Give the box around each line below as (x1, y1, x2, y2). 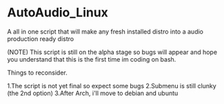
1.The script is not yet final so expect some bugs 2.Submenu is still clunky (7, 81, 217, 90)
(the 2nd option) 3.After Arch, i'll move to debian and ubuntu (7, 89, 179, 97)
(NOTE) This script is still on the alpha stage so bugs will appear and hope (7, 48, 218, 56)
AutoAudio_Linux (7, 5, 109, 21)
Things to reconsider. (7, 68, 68, 77)
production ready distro (7, 34, 74, 42)
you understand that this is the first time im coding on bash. (7, 55, 176, 63)
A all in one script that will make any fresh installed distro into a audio (7, 27, 203, 36)
